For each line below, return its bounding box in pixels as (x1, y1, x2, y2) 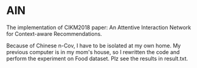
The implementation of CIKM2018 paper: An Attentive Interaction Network (6, 24, 192, 31)
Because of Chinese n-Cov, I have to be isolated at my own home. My (6, 42, 181, 49)
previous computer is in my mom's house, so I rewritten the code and (6, 48, 180, 55)
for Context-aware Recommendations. (6, 30, 102, 37)
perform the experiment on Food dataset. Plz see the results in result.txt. (6, 55, 188, 62)
